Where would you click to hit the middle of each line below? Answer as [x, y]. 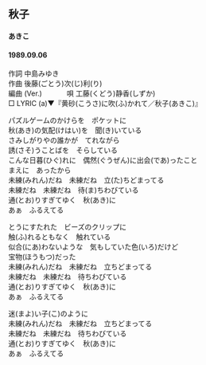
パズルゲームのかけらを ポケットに [68, 120]
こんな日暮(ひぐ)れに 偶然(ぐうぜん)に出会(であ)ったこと [103, 160]
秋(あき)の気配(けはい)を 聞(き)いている [75, 131]
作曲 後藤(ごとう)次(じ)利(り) [55, 84]
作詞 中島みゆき [34, 73]
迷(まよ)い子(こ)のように [49, 314]
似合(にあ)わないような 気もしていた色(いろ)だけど [93, 247]
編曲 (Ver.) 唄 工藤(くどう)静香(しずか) [82, 93]
